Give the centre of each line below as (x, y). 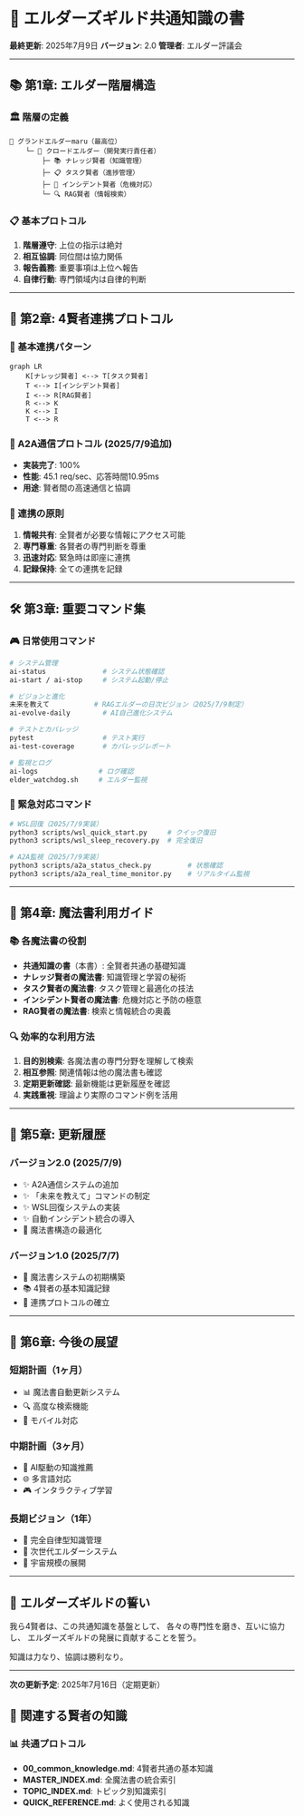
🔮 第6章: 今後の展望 (64, 1342)
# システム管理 (34, 663)
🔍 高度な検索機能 (55, 1406)
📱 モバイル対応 (50, 1420)
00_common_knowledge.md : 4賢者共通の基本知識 (118, 1768)
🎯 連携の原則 (37, 513)
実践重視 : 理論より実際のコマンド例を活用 (100, 1095)
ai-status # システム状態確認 (87, 671)
